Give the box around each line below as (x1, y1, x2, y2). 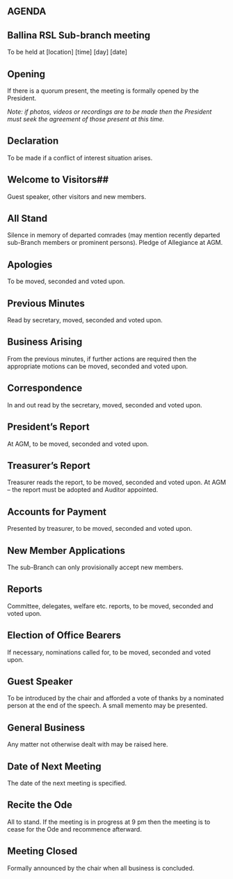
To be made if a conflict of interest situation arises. (7, 153, 153, 162)
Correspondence (7, 382, 83, 394)
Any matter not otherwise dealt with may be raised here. (7, 740, 168, 749)
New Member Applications (7, 544, 125, 557)
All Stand (7, 213, 48, 225)
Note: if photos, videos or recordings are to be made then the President (7, 107, 212, 116)
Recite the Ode (7, 799, 73, 811)
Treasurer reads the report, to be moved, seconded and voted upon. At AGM (7, 478, 226, 487)
